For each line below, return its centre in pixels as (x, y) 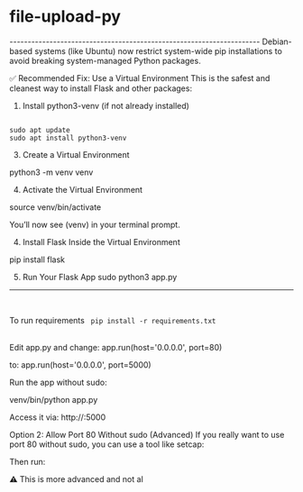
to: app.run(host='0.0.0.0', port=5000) (80, 364)
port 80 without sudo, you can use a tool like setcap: (107, 444)
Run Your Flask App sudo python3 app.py (100, 277)
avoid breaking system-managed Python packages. (105, 60)
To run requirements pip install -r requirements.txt (113, 320)
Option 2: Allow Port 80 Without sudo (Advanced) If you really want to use (147, 434)
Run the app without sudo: (58, 382)
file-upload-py (65, 17)
